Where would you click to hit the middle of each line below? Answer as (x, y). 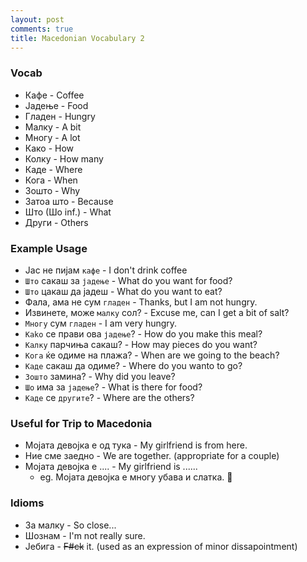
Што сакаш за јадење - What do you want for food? (128, 280)
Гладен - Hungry (60, 116)
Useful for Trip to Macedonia (81, 423)
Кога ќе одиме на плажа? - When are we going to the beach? (152, 355)
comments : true (42, 29)
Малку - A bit (53, 127)
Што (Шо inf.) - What (68, 212)
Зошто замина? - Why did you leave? (100, 376)
